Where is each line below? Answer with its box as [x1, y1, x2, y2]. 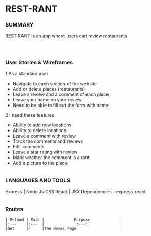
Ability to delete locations [12, 127, 67, 133]
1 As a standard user [5, 70, 49, 76]
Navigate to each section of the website [12, 80, 97, 87]
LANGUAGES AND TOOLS [5, 177, 71, 184]
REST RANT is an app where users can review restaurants [5, 33, 128, 39]
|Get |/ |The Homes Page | [5, 226, 123, 231]
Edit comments [12, 143, 45, 149]
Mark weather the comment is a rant [12, 154, 90, 161]
